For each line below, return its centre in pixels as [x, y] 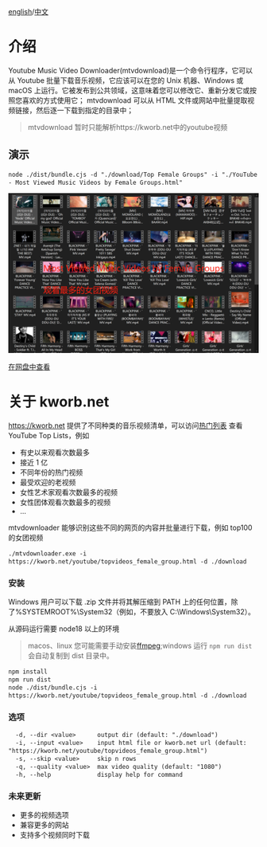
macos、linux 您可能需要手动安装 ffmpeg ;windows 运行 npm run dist [140, 645]
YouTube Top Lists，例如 [49, 435]
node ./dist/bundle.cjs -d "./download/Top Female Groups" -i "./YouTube [133, 174]
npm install [28, 672]
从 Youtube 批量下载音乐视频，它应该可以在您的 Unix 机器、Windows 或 [126, 80]
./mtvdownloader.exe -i [48, 553]
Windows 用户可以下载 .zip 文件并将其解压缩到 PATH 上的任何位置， [120, 602]
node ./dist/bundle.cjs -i [53, 688]
